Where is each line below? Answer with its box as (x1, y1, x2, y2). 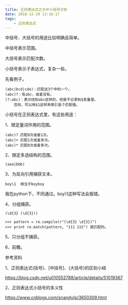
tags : (5, 16, 16, 21)
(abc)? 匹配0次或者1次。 (5, 133, 50, 138)
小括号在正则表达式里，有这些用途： (5, 112, 78, 118)
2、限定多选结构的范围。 (5, 152, 55, 158)
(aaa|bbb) (5, 162, 25, 167)
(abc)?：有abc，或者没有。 (5, 92, 54, 97)
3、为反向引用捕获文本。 (5, 171, 55, 177)
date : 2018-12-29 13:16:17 (5, 12, 60, 17)
